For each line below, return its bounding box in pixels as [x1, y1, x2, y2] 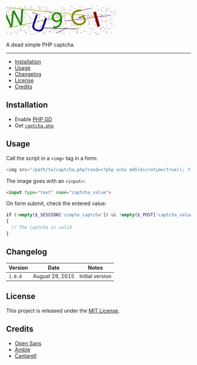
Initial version [79, 273, 111, 280]
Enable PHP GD [14, 115, 53, 123]
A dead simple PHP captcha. [6, 41, 75, 48]
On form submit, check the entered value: [6, 200, 107, 207]
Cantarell [14, 352, 37, 359]
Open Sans [14, 340, 42, 347]
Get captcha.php [14, 122, 54, 129]
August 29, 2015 [33, 273, 75, 280]
